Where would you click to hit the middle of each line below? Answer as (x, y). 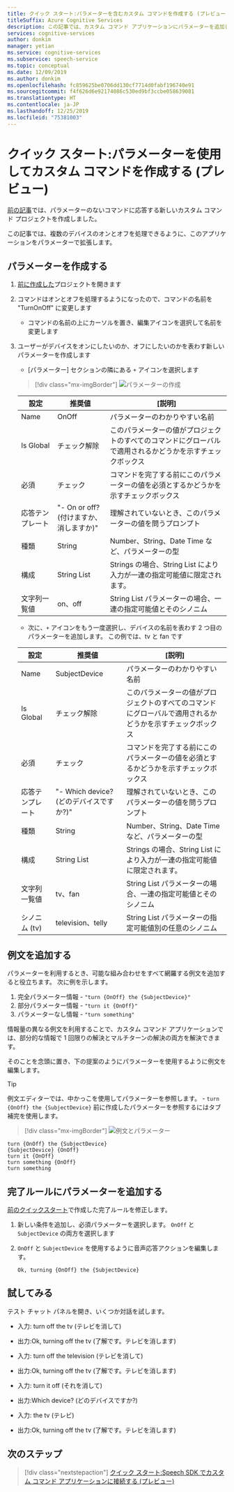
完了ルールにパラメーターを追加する (85, 1191)
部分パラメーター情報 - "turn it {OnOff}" (77, 1005)
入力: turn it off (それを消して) (60, 1385)
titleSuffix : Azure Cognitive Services (65, 20)
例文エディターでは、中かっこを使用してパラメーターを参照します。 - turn (113, 1099)
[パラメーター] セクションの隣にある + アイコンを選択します (113, 370)
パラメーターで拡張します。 (77, 242)
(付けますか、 (79, 517)
